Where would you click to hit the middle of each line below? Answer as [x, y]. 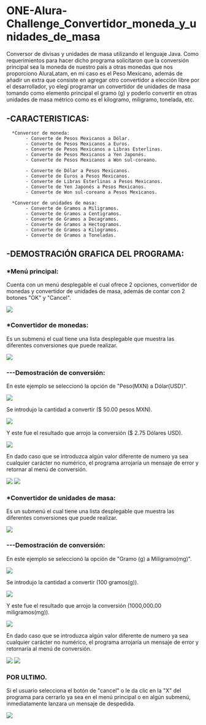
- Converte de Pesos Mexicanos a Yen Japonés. [86, 154]
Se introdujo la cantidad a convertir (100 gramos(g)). [73, 582]
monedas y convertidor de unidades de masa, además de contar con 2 [96, 291]
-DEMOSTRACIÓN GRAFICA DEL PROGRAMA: [95, 254]
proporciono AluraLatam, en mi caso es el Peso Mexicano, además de [94, 73]
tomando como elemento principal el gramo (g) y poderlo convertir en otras [102, 93]
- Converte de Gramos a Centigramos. [74, 214]
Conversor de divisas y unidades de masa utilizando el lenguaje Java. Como [103, 53]
